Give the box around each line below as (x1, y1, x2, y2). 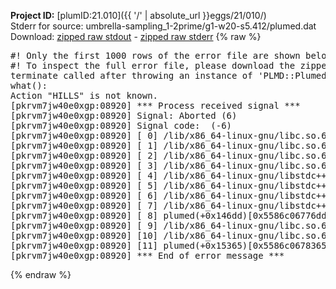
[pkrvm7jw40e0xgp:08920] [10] (10, 230, 159, 241)
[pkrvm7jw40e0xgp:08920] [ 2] (10, 150, 159, 161)
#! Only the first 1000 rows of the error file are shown (10, 50, 301, 61)
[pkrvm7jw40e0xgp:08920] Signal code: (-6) (10, 120, 233, 131)
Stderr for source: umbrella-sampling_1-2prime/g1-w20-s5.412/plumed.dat (10, 20, 317, 32)
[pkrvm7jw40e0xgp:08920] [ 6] (10, 190, 159, 201)
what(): (10, 80, 48, 91)
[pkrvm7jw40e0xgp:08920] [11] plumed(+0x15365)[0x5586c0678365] (10, 240, 333, 251)
